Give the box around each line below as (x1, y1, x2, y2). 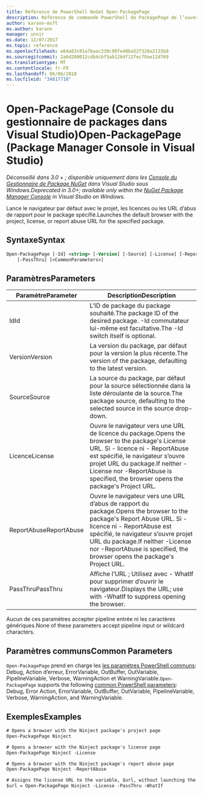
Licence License (9, 452, 54, 460)
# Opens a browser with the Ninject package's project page (6, 728, 161, 734)
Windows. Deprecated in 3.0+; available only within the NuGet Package (6, 187, 184, 194)
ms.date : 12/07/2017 (6, 37, 59, 43)
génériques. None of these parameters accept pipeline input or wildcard (6, 622, 185, 629)
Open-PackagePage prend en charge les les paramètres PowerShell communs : (6, 662, 196, 669)
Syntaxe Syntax (6, 235, 65, 245)
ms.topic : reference (6, 43, 59, 49)
